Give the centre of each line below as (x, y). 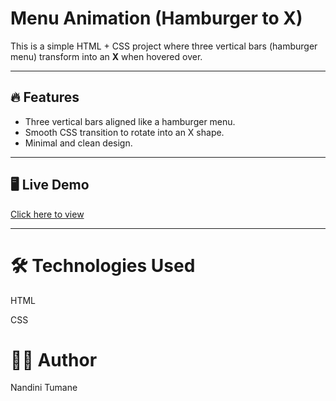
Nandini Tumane (44, 388)
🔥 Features (45, 97)
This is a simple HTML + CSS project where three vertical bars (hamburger (164, 46)
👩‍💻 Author (54, 359)
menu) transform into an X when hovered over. (106, 56)
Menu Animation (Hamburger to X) (156, 18)
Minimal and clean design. (78, 143)
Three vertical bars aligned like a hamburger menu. (130, 121)
